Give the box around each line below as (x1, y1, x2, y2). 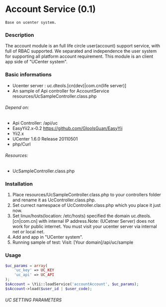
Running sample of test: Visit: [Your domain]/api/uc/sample (12, 239, 133, 245)
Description (5, 31, 34, 38)
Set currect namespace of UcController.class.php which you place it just (12, 202, 161, 208)
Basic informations (5, 71, 52, 78)
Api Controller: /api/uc (12, 120, 58, 126)
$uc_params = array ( (5, 263, 48, 268)
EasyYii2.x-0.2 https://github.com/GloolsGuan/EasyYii (12, 125, 123, 131)
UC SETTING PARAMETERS (5, 297, 62, 303)
